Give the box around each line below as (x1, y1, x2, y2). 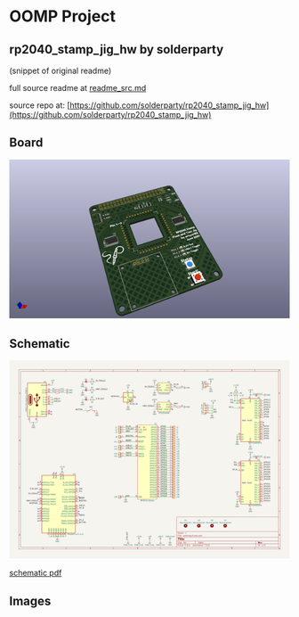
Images (9, 593, 52, 608)
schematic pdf (9, 568, 62, 579)
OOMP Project (9, 6, 117, 27)
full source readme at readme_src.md (9, 83, 147, 93)
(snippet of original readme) (9, 65, 112, 76)
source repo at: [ (9, 100, 70, 111)
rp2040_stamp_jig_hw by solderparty (9, 42, 224, 57)
